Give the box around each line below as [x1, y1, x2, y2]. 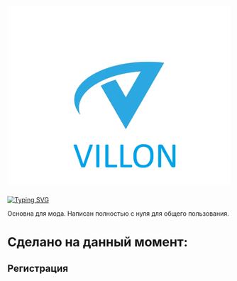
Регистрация [7, 262, 69, 275]
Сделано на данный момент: [7, 234, 188, 250]
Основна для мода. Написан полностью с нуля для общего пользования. [7, 209, 229, 218]
